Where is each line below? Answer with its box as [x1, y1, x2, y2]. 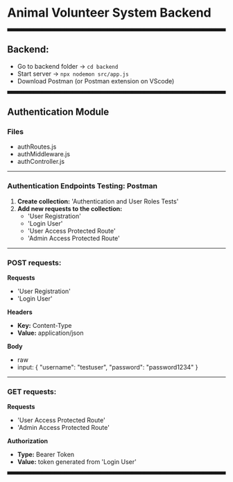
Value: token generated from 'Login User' [17, 458, 137, 466]
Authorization [7, 437, 49, 445]
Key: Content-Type [17, 322, 72, 330]
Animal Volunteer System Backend [7, 5, 212, 21]
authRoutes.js [17, 142, 57, 151]
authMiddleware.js [17, 150, 71, 158]
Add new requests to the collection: [17, 204, 123, 213]
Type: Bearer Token [17, 450, 75, 459]
